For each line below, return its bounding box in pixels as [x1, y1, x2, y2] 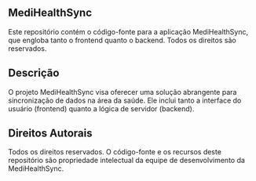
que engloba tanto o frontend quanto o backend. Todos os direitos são [8, 35, 237, 45]
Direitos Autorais [8, 127, 93, 140]
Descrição [8, 67, 60, 80]
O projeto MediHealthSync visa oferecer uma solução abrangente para [8, 87, 237, 96]
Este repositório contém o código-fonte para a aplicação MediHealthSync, [8, 27, 249, 36]
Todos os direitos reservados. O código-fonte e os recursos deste [8, 147, 222, 157]
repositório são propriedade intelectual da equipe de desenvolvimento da [8, 156, 246, 165]
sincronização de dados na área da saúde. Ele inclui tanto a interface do [8, 96, 242, 105]
